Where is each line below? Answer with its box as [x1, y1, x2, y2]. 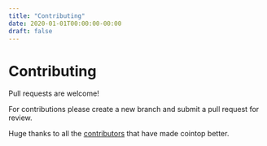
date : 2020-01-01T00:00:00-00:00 [8, 19, 122, 28]
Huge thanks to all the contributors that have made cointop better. [8, 129, 230, 139]
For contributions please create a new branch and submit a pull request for [8, 105, 260, 114]
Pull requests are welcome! [8, 88, 99, 98]
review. [8, 113, 33, 122]
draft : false [8, 27, 53, 35]
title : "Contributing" [8, 11, 85, 20]
